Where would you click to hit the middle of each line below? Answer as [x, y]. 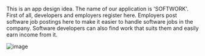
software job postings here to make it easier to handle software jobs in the [100, 22]
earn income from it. [32, 35]
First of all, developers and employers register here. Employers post [92, 15]
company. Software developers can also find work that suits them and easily [102, 28]
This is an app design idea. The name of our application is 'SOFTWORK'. [97, 9]
